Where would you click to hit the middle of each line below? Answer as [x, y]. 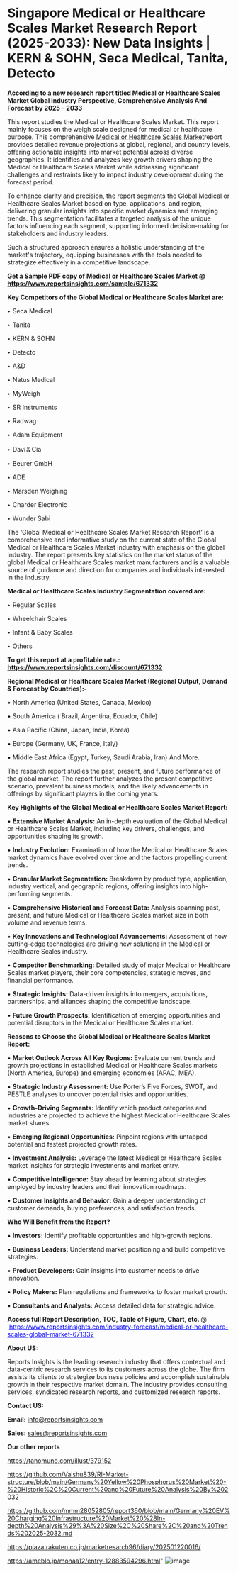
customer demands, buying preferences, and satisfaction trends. [102, 1208]
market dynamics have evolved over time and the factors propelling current [117, 857]
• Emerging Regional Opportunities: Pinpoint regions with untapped [107, 1137]
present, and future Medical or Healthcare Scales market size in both [108, 915]
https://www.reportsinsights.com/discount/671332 [85, 667]
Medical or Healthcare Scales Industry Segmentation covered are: [107, 591]
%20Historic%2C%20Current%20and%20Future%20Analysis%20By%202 [118, 1489]
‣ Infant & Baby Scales [40, 632]
